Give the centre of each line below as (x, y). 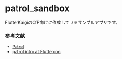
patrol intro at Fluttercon (36, 52)
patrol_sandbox (37, 8)
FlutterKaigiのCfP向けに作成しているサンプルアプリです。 (62, 22)
